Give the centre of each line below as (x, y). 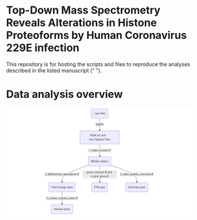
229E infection (43, 48)
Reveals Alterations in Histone (82, 23)
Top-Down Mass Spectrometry (83, 10)
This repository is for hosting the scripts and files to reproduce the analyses (98, 64)
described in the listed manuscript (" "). (54, 70)
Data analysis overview (64, 94)
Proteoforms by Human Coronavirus (96, 35)
